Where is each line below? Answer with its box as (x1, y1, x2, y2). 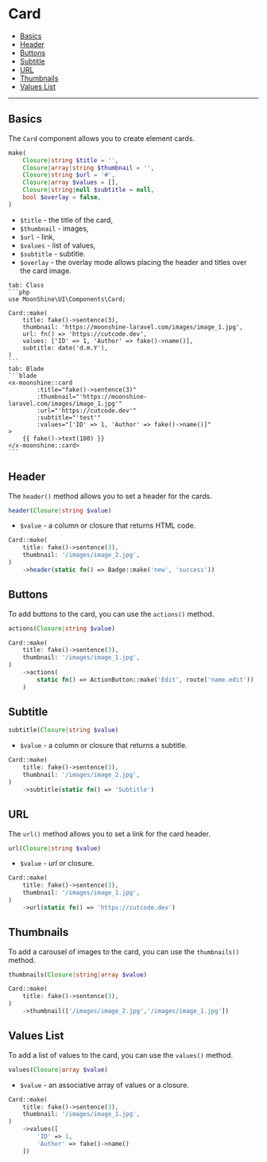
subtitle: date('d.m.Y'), (22, 344, 109, 352)
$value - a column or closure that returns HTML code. (19, 521, 196, 530)
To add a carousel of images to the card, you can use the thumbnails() (8, 946, 240, 956)
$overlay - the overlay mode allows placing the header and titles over (19, 257, 248, 267)
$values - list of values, (19, 240, 96, 250)
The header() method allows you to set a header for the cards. (8, 491, 212, 501)
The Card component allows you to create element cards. (8, 133, 195, 143)
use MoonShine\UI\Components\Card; (8, 295, 126, 303)
